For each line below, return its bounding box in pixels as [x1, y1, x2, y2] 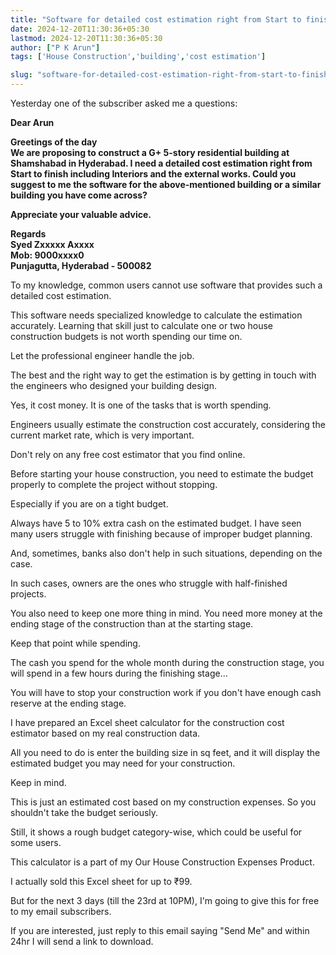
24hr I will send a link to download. [10, 936, 154, 947]
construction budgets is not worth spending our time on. [10, 331, 243, 342]
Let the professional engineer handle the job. [10, 350, 195, 361]
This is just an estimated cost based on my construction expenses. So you [10, 796, 317, 808]
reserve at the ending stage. [10, 697, 127, 709]
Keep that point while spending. [10, 637, 141, 649]
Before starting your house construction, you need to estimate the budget [10, 468, 314, 480]
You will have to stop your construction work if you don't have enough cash [10, 687, 322, 698]
